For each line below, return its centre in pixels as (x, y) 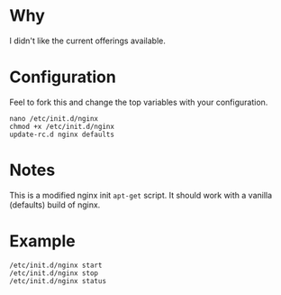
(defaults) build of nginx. (55, 205)
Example (42, 241)
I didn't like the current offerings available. (88, 41)
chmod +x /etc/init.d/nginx (62, 126)
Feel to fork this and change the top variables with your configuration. (139, 102)
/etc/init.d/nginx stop (54, 273)
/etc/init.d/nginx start (56, 265)
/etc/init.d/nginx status (58, 281)
